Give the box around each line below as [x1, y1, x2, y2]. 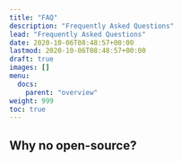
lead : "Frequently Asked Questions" [9, 30, 146, 38]
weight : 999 [9, 96, 54, 106]
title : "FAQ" [9, 13, 58, 22]
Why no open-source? [9, 138, 137, 153]
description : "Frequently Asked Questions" [9, 21, 175, 30]
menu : [9, 72, 30, 81]
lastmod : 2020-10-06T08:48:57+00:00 [9, 47, 146, 55]
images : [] [9, 64, 50, 72]
